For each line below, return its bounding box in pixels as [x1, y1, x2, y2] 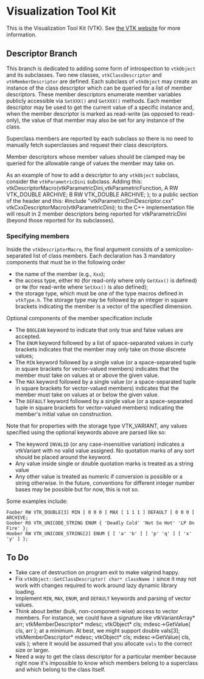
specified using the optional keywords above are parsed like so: [6, 429, 166, 436]
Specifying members [6, 231, 70, 240]
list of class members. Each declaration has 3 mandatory [33, 252, 175, 259]
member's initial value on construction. [15, 410, 113, 418]
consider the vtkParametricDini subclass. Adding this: [6, 178, 142, 185]
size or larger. [15, 646, 50, 653]
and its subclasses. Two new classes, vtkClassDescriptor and [6, 71, 162, 79]
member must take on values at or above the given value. [15, 371, 160, 379]
